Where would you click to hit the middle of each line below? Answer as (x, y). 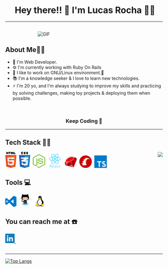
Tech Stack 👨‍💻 (28, 143)
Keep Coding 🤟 (84, 121)
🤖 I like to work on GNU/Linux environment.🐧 (58, 73)
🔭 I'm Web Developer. (35, 62)
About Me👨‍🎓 (25, 50)
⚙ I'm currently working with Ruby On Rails (57, 67)
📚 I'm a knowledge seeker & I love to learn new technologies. (76, 78)
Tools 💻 (18, 183)
